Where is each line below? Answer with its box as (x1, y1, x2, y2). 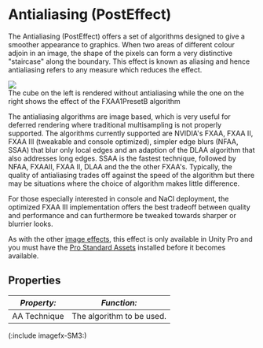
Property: (20, 297, 57, 308)
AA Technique (12, 310, 64, 321)
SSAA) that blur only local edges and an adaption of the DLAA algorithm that (8, 145, 255, 154)
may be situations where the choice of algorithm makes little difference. (8, 179, 240, 188)
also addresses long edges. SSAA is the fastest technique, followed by (8, 154, 237, 163)
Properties (8, 274, 61, 287)
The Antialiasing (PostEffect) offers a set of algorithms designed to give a (8, 31, 246, 41)
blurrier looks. (8, 219, 53, 228)
